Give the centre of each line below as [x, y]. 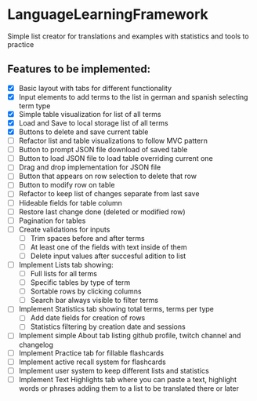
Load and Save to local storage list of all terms [94, 122]
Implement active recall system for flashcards [92, 362]
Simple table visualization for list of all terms [90, 114]
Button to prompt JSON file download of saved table [103, 150]
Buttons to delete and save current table [83, 132]
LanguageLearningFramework [108, 15]
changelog [36, 344]
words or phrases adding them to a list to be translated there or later [129, 388]
